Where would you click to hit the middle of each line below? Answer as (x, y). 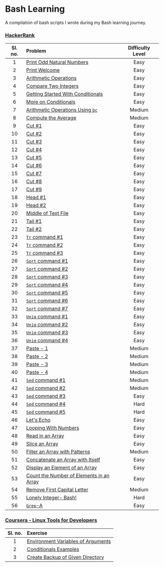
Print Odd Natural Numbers (57, 62)
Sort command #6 (47, 301)
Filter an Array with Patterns (58, 452)
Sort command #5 (47, 293)
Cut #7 (34, 174)
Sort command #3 (47, 277)
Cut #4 (34, 150)
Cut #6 (34, 166)
